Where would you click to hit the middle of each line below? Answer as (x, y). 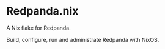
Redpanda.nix (42, 11)
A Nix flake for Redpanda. (39, 28)
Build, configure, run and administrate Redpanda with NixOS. (83, 39)
